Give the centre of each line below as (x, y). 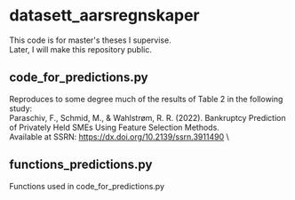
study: (21, 108)
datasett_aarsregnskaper (104, 16)
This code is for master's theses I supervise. (90, 40)
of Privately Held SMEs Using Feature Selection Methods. (114, 127)
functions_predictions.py (81, 165)
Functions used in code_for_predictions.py (87, 186)
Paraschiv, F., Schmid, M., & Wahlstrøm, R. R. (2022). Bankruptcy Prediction (147, 117)
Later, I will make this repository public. (81, 49)
